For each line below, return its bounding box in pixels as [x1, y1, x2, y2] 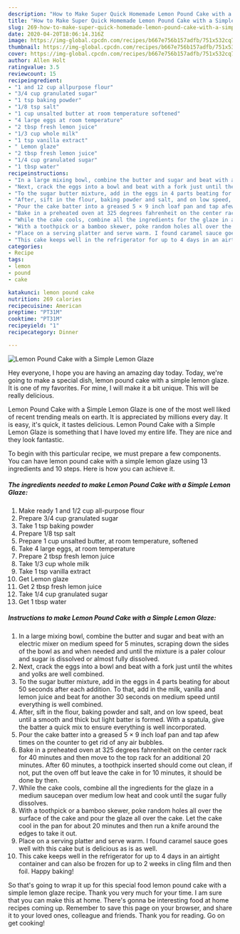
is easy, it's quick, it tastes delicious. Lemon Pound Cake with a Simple [8, 420, 216, 428]
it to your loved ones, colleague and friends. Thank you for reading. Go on [8, 911, 225, 920]
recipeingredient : [8, 76, 63, 84]
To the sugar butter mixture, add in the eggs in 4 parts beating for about [18, 677, 230, 686]
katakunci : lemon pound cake [8, 288, 95, 296]
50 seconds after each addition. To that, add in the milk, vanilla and [18, 685, 216, 693]
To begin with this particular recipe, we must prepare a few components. [8, 449, 221, 458]
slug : [8, 24, 24, 31]
